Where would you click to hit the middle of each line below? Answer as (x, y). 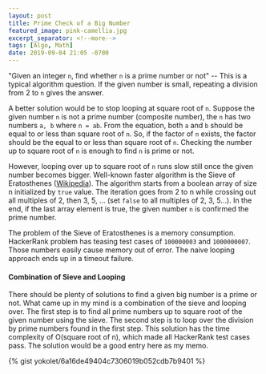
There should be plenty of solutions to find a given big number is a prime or (133, 295)
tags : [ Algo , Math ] (41, 46)
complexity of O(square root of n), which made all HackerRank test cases (129, 337)
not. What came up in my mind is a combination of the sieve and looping (127, 303)
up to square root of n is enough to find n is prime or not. (101, 151)
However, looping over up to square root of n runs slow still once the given (131, 166)
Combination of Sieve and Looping (67, 276)
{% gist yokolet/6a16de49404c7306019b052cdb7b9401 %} (107, 361)
